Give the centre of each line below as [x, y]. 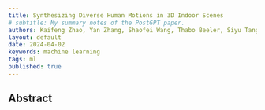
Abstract [30, 99]
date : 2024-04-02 [37, 45]
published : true [35, 67]
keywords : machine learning [54, 52]
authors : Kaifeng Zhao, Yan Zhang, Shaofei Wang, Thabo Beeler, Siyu [125, 30]
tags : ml [22, 60]
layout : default [35, 37]
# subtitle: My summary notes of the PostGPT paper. [97, 23]
